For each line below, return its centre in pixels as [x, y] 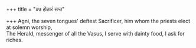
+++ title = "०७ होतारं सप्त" [35, 9]
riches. [14, 40]
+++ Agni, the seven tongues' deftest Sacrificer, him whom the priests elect [98, 21]
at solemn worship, [29, 27]
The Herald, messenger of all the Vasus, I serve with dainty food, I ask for [95, 33]
